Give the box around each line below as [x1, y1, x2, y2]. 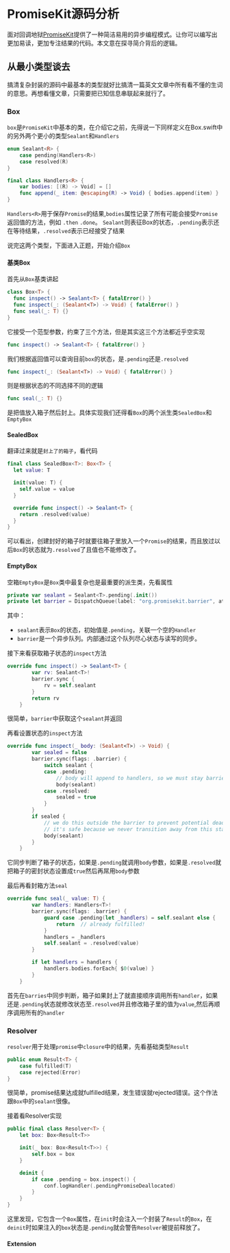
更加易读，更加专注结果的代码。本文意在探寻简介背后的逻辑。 [7, 38, 181, 47]
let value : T [13, 467, 51, 474]
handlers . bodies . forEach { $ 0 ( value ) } [43, 965, 155, 973]
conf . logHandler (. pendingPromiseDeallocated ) [43, 1182, 176, 1189]
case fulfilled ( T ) [19, 1063, 72, 1069]
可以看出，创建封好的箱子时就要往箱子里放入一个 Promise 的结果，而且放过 [7, 537, 215, 545]
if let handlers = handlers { [31, 959, 118, 966]
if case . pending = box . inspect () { [31, 1176, 136, 1183]
